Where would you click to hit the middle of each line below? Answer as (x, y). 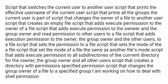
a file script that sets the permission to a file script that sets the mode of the (83, 44)
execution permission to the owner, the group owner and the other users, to (83, 39)
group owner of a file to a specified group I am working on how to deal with (83, 71)
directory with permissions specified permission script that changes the (79, 65)
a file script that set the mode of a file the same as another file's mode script (84, 50)
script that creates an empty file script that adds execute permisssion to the (83, 23)
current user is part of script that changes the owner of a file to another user (84, 18)
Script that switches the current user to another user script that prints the (81, 7)
